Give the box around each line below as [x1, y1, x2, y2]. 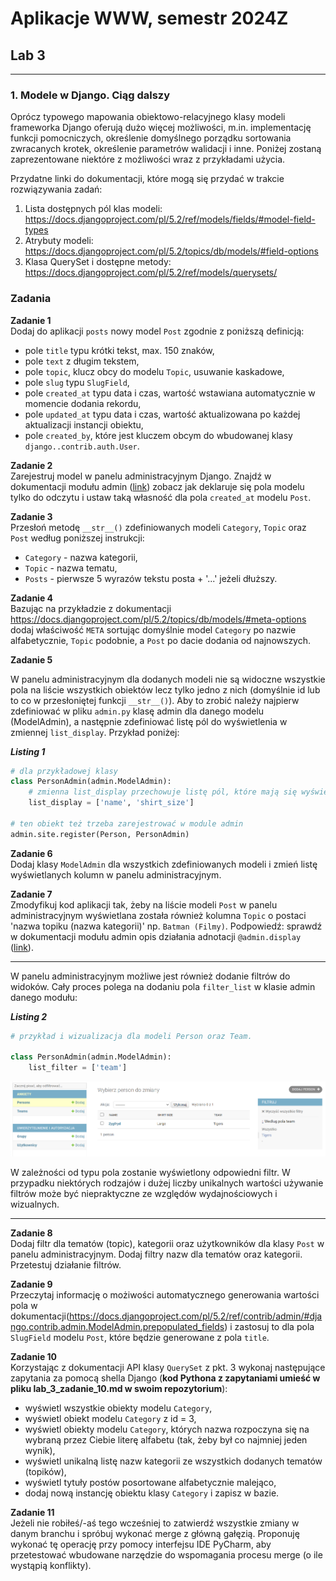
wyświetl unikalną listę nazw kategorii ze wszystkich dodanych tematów [24, 1455, 323, 1467]
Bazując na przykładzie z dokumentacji [10, 602, 172, 614]
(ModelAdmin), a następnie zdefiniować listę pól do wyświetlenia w [10, 715, 288, 727]
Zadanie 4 [10, 592, 54, 604]
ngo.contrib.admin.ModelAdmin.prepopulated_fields [10, 1321, 225, 1333]
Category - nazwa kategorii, [24, 551, 138, 563]
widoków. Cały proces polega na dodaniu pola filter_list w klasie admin [10, 980, 316, 992]
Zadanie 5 [10, 653, 53, 666]
